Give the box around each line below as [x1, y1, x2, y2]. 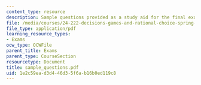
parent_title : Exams [6, 48, 58, 54]
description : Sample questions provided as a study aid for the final [6, 14, 186, 20]
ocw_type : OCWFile [6, 42, 52, 48]
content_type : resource [6, 8, 66, 15]
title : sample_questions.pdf [6, 64, 79, 71]
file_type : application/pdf [6, 25, 77, 32]
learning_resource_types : [6, 31, 71, 37]
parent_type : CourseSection [6, 53, 77, 59]
